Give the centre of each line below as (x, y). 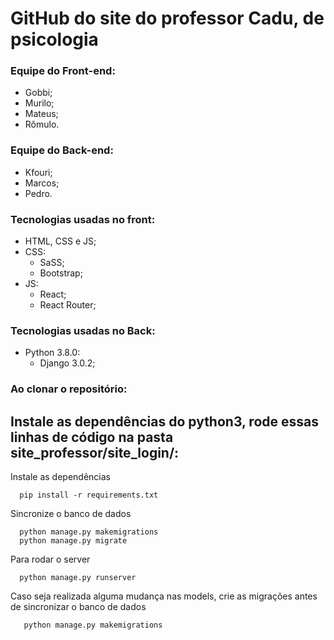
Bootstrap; (61, 273)
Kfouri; (38, 172)
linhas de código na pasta (92, 437)
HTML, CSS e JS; (60, 241)
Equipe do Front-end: (63, 71)
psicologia (54, 39)
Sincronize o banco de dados (71, 514)
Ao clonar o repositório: (69, 389)
